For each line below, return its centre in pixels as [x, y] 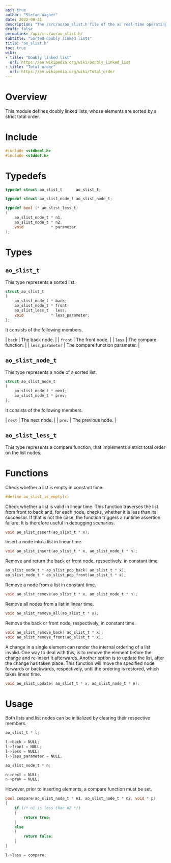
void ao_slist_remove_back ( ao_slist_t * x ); [54, 632]
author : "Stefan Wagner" [32, 15]
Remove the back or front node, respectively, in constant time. [70, 623]
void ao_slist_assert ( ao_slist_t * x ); [48, 532]
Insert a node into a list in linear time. [44, 542]
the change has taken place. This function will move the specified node [80, 663]
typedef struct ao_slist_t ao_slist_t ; [53, 189]
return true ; [37, 818]
